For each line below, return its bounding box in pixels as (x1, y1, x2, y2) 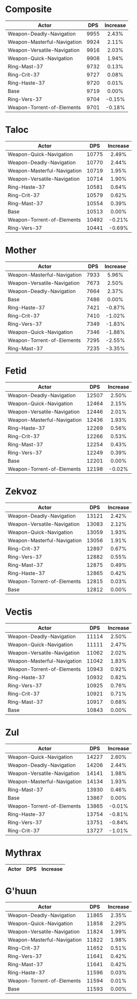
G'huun (5, 885, 37, 897)
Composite (5, 4, 52, 15)
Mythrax (5, 847, 42, 859)
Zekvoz (5, 485, 37, 497)
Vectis (5, 606, 33, 617)
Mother (5, 245, 37, 256)
